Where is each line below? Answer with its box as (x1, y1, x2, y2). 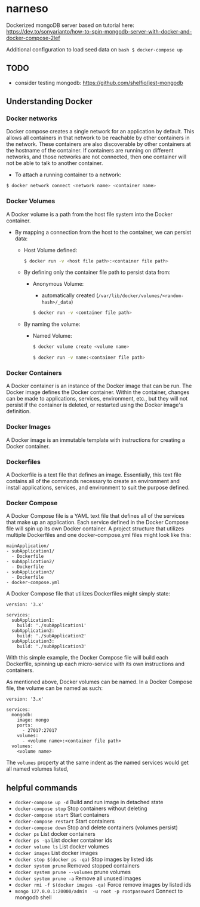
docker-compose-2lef (6, 34, 61, 41)
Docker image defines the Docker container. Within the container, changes (6, 389, 190, 396)
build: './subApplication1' (17, 622, 87, 629)
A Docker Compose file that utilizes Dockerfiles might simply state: (6, 590, 170, 597)
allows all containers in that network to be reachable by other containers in (6, 134, 190, 142)
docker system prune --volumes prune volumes (14, 869, 131, 876)
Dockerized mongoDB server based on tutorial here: (6, 22, 134, 29)
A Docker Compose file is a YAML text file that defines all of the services (6, 512, 185, 520)
